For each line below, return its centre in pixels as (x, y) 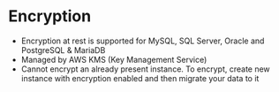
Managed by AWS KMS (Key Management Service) (114, 59)
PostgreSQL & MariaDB (63, 50)
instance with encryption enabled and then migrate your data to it (140, 78)
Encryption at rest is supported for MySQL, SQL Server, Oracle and (143, 41)
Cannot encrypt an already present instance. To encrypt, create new (145, 69)
